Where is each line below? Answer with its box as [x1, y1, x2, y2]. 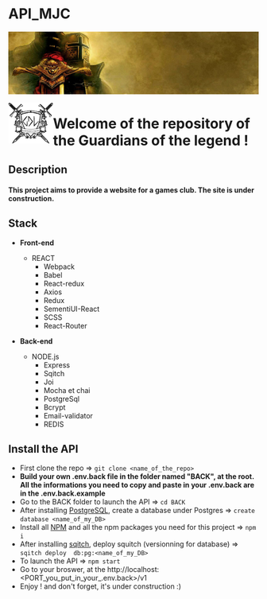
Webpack [43, 262, 75, 271]
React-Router [43, 321, 87, 330]
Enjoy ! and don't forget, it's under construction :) [19, 581, 181, 591]
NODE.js [31, 352, 60, 361]
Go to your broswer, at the [19, 565, 106, 574]
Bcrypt [43, 403, 66, 412]
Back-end [19, 336, 53, 346]
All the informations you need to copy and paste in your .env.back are [19, 480, 254, 490]
